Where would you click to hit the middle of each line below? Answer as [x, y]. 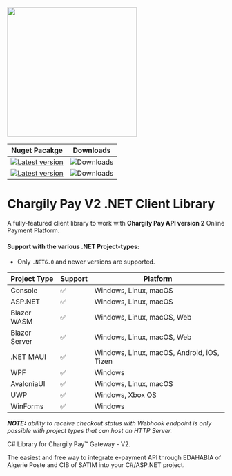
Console [24, 291]
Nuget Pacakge [37, 150]
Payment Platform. [33, 230]
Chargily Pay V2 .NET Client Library [111, 204]
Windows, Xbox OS [125, 395]
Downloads [92, 150]
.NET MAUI [28, 357]
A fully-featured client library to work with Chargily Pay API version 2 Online [116, 223]
